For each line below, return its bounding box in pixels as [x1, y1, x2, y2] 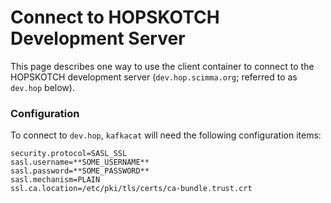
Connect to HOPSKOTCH [10, 6, 220, 29]
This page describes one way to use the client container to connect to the [10, 60, 315, 72]
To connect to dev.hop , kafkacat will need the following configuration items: [10, 129, 322, 141]
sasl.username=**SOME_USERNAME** [10, 157, 150, 168]
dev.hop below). [10, 81, 75, 93]
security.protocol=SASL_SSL [10, 149, 128, 159]
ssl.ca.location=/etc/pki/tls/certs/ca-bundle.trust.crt [10, 184, 253, 194]
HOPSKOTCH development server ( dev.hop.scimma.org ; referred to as [10, 71, 298, 83]
